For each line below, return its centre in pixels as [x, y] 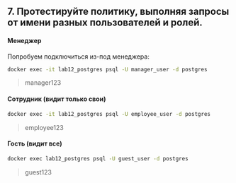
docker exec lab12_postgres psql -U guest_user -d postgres [98, 158]
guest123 [38, 172]
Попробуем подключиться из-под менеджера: [79, 57]
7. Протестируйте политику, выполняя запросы [118, 12]
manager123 [43, 83]
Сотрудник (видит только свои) [57, 99]
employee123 [44, 127]
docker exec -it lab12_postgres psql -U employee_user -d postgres [109, 114]
